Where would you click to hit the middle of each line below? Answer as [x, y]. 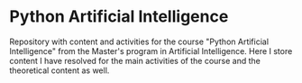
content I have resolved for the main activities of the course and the [135, 60]
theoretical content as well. [59, 70]
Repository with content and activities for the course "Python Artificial [139, 41]
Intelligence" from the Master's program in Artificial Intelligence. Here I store [151, 51]
